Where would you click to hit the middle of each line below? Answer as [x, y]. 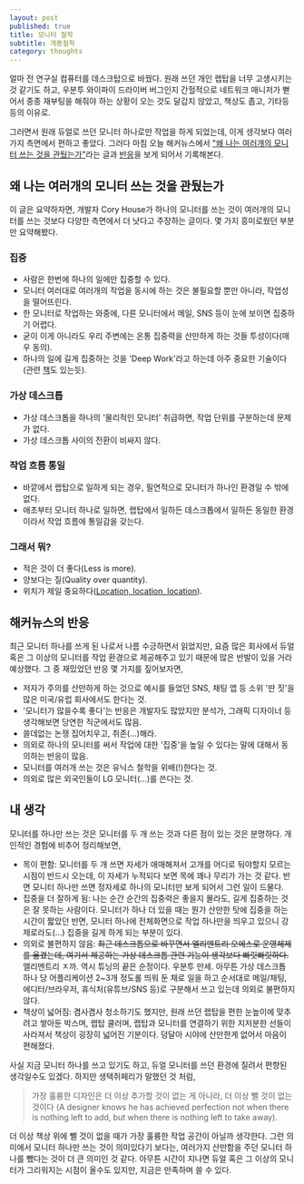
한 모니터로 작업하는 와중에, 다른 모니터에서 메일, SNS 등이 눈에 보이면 [147, 313]
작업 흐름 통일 [38, 465]
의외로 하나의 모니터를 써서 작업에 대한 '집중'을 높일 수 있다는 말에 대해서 [151, 744]
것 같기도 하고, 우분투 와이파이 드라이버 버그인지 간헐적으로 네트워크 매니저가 [145, 90]
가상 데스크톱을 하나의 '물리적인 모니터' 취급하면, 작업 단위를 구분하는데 [148, 417]
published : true [40, 26]
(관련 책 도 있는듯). [55, 370]
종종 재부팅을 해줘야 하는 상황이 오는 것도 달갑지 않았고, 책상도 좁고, [146, 102]
